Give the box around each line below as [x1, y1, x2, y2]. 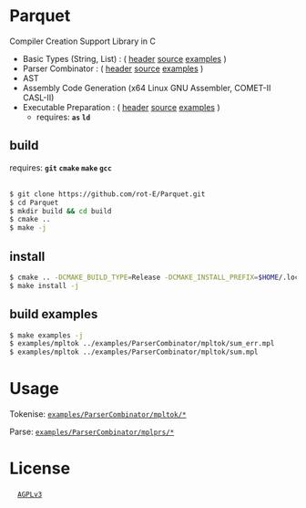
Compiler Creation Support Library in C [9, 36, 157, 47]
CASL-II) [22, 92, 55, 103]
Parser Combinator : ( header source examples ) [22, 63, 204, 74]
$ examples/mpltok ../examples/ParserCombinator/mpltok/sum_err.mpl [9, 339, 275, 348]
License [9, 458, 71, 479]
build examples [9, 306, 98, 322]
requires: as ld [36, 111, 91, 122]
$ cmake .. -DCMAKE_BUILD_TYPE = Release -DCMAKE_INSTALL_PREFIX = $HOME [9, 273, 280, 282]
